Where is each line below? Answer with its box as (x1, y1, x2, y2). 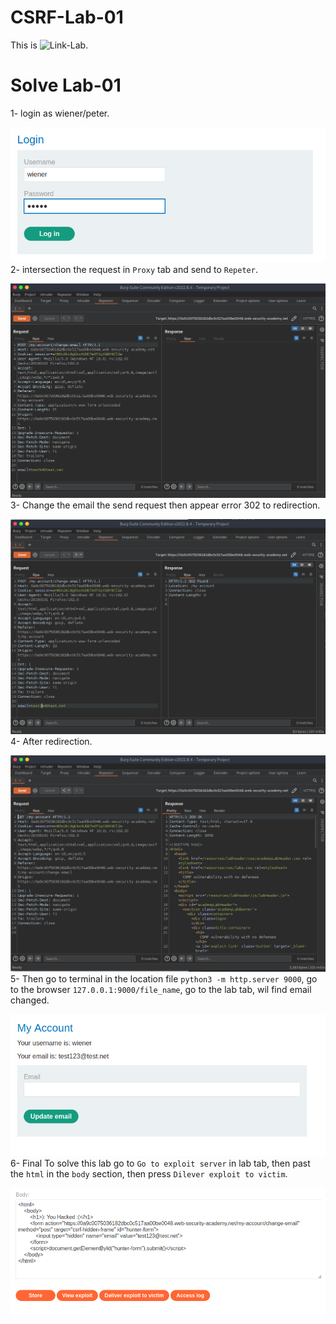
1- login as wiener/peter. (10, 107, 110, 119)
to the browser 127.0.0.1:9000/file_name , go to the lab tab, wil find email (10, 984, 312, 996)
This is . (10, 39, 89, 51)
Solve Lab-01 (10, 74, 122, 97)
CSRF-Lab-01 (10, 6, 124, 29)
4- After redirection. (10, 735, 93, 747)
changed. (10, 994, 50, 1006)
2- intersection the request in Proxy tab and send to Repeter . (10, 264, 258, 276)
